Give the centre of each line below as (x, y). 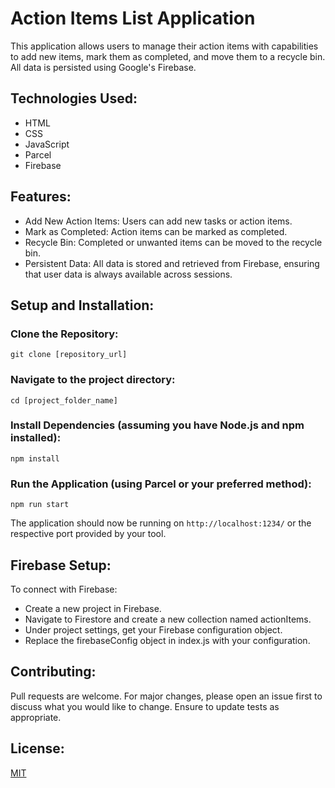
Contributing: (53, 672)
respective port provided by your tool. (88, 534)
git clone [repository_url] (69, 355)
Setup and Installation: (82, 305)
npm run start (40, 505)
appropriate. (36, 717)
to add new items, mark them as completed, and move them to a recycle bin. (168, 56)
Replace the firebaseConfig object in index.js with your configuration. (167, 640)
